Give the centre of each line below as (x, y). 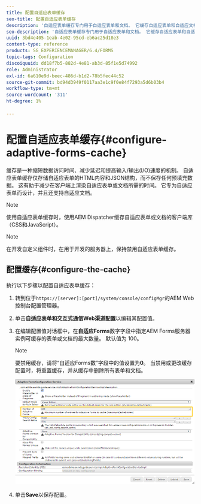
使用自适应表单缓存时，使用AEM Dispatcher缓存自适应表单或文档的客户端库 (100, 217)
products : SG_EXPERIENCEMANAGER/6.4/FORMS (60, 51)
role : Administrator (32, 70)
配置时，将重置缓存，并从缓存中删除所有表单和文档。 (80, 370)
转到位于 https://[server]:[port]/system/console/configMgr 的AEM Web (104, 298)
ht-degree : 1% (24, 101)
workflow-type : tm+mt (33, 89)
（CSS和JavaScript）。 (34, 224)
